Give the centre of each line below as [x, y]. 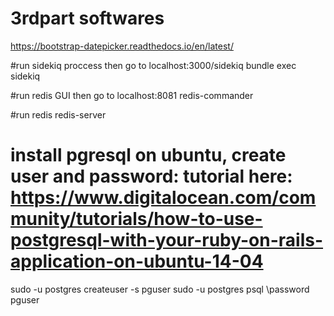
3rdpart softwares [87, 18]
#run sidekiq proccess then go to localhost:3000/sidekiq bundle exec [153, 65]
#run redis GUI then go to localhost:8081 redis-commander [132, 95]
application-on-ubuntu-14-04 [137, 261]
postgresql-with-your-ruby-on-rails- [167, 240]
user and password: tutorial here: [151, 176]
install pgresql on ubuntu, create [148, 155]
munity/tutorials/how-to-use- [136, 219]
